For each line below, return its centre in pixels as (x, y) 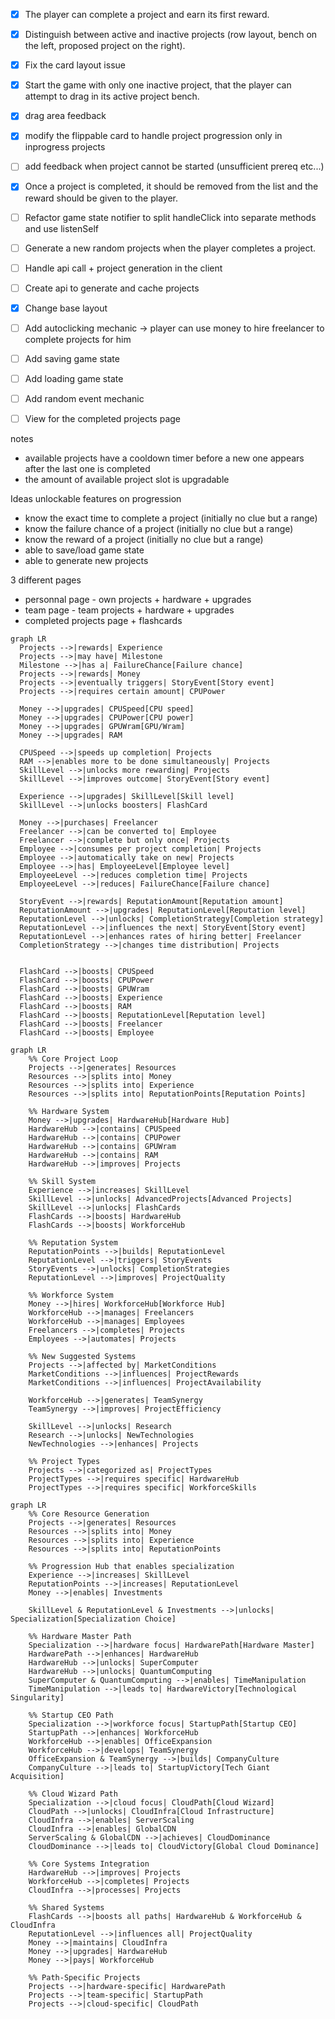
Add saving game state (72, 358)
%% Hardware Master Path (80, 1637)
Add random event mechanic (84, 398)
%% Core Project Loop (73, 1059)
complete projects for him (78, 339)
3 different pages (46, 580)
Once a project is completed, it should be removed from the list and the (171, 186)
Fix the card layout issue (75, 65)
